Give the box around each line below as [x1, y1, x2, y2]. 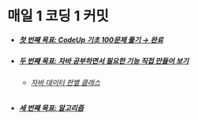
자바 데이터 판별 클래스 [30, 78, 101, 87]
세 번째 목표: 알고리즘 [18, 104, 84, 113]
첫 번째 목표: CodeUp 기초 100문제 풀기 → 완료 [18, 35, 163, 44]
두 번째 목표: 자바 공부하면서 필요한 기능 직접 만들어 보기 [18, 56, 189, 66]
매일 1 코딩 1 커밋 [7, 7, 110, 25]
